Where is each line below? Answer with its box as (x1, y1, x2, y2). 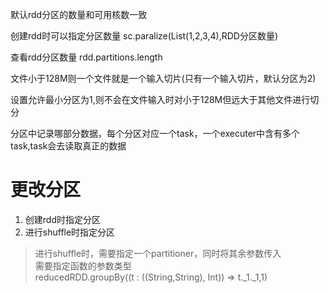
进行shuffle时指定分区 (24, 226, 116, 238)
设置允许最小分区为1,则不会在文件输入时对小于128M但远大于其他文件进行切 (10, 94, 320, 105)
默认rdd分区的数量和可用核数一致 (10, 9, 148, 20)
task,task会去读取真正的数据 (10, 140, 127, 152)
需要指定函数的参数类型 (34, 259, 132, 272)
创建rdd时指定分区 (24, 213, 101, 225)
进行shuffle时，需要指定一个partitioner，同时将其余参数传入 (34, 247, 282, 259)
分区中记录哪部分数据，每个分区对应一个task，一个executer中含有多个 (10, 128, 301, 139)
